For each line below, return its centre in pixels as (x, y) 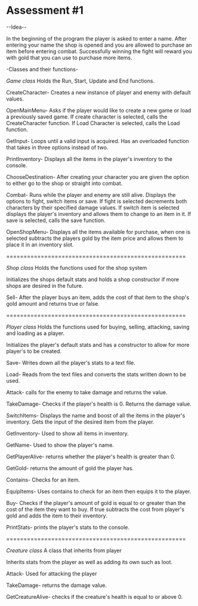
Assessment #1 (45, 10)
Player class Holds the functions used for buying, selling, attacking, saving (98, 327)
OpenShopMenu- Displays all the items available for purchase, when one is (98, 232)
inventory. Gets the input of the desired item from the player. (80, 422)
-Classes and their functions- (42, 69)
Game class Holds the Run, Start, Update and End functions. (81, 81)
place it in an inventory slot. (40, 244)
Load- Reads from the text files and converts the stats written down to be (96, 374)
